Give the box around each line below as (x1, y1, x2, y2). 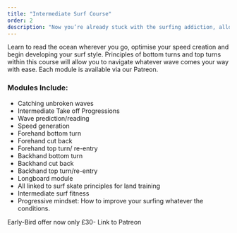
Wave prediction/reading (17, 114, 90, 122)
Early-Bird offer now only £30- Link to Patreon (7, 217, 142, 226)
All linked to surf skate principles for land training (17, 181, 161, 190)
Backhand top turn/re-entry (17, 167, 98, 175)
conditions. (17, 204, 51, 213)
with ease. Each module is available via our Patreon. (7, 65, 159, 74)
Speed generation (17, 121, 71, 130)
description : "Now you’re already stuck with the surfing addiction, (7, 23, 217, 30)
